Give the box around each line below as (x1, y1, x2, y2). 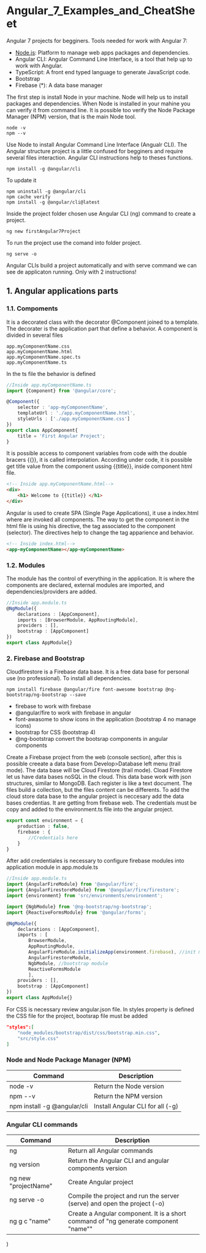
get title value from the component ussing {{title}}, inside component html (6, 462, 193, 470)
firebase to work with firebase (15, 703, 91, 710)
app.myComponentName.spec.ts (6, 354, 81, 360)
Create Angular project (67, 1178, 134, 1187)
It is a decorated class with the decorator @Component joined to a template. (6, 318, 199, 326)
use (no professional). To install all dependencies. (6, 675, 132, 682)
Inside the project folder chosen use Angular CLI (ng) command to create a (6, 210, 196, 217)
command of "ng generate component (67, 1217, 179, 1225)
